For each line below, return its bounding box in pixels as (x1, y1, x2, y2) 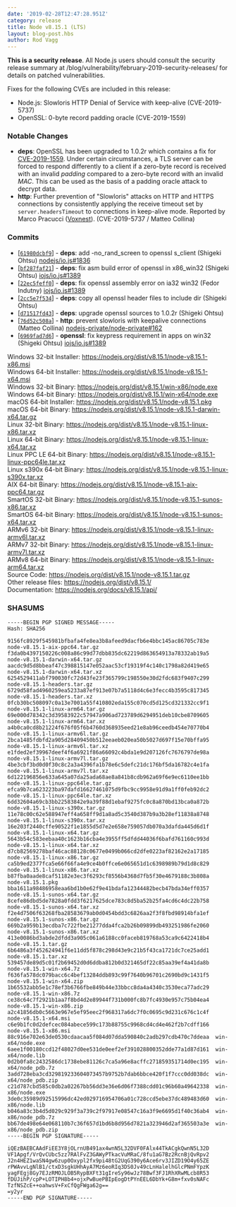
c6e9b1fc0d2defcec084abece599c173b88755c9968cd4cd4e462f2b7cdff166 (7, 1021, 210, 1029)
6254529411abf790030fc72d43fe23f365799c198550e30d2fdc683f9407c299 (7, 675, 210, 682)
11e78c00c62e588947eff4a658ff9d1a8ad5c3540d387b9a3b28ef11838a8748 (7, 811, 210, 818)
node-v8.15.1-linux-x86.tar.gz (7, 854, 99, 861)
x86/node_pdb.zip (7, 1126, 58, 1133)
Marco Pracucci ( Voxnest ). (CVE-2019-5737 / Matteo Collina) (17, 215, 195, 223)
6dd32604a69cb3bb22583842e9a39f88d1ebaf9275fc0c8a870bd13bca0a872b (7, 798, 210, 806)
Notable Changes (7, 132, 68, 141)
